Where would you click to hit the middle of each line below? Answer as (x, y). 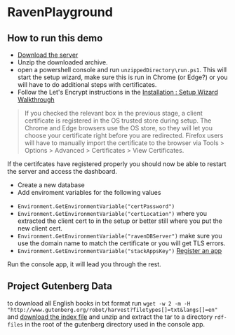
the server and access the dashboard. (62, 171)
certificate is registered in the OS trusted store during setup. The (118, 121)
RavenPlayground (60, 12)
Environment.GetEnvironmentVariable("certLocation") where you (112, 213)
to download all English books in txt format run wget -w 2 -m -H (99, 303)
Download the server (48, 55)
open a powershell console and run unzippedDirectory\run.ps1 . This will (122, 70)
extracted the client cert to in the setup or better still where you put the (120, 221)
